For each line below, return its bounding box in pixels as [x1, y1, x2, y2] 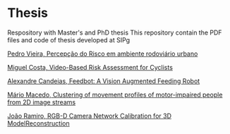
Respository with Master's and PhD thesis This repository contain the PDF [7, 28, 222, 37]
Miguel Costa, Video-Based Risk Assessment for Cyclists [7, 63, 173, 71]
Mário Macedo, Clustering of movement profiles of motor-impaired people [7, 90, 223, 99]
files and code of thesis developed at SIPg [7, 35, 131, 44]
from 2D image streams [7, 97, 76, 106]
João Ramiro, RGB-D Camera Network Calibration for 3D [7, 111, 171, 120]
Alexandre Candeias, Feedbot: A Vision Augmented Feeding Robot [7, 76, 200, 85]
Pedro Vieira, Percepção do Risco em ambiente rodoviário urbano [7, 49, 198, 58]
